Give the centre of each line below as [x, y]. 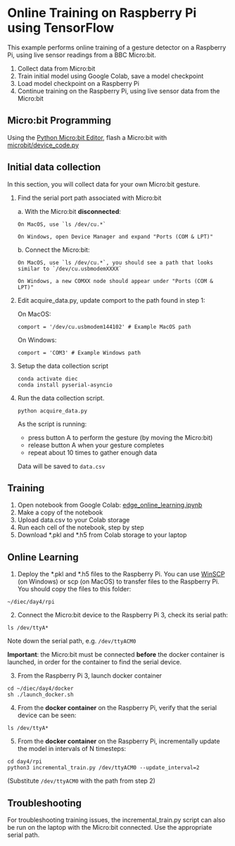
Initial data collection [54, 167]
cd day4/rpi [25, 762]
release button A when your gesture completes [96, 445]
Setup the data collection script [63, 366]
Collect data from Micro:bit [56, 68]
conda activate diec [47, 379]
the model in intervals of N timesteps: [72, 749]
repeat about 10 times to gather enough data [93, 453]
